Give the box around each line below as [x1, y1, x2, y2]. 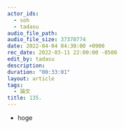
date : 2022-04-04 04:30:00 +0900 [7, 43, 105, 50]
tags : [7, 82, 23, 89]
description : [7, 62, 46, 69]
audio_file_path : [7, 29, 58, 37]
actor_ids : [7, 10, 39, 17]
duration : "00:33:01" [7, 68, 71, 75]
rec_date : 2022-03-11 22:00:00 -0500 [7, 50, 118, 56]
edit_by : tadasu [7, 56, 55, 63]
